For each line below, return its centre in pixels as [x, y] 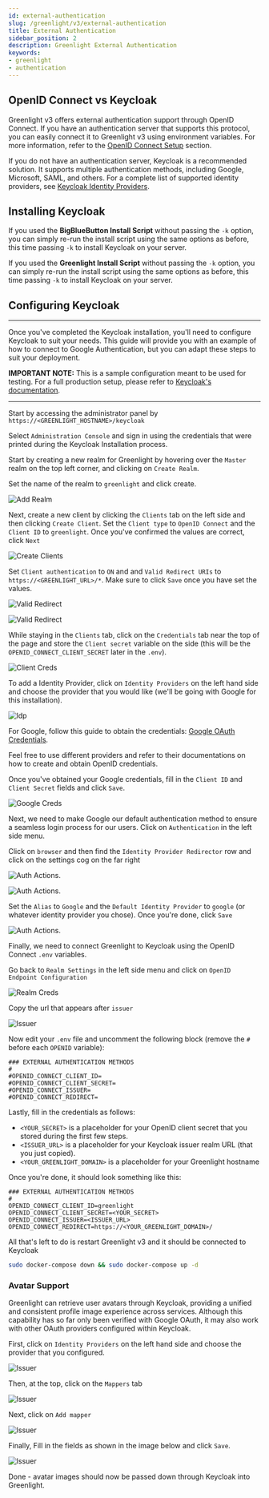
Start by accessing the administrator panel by [83, 413]
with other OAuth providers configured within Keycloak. [100, 1329]
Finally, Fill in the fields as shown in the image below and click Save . [119, 1446]
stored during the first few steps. [74, 1136]
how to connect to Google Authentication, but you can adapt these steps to [132, 349]
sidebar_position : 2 [43, 38]
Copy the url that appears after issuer [71, 1008]
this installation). [35, 700]
